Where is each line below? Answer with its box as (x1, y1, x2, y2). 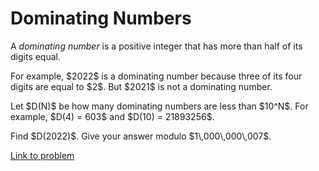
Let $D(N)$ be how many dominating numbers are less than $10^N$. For (10, 100, 309, 112)
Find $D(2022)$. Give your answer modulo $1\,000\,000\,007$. (10, 130, 272, 142)
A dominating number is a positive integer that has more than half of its (10, 40, 303, 52)
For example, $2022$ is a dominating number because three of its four (10, 70, 303, 82)
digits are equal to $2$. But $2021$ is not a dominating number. (10, 80, 273, 92)
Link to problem (10, 149, 75, 161)
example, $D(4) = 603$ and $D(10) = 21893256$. (10, 110, 215, 122)
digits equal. (10, 50, 62, 62)
